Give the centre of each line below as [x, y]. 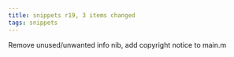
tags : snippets [33, 23]
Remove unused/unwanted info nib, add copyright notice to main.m [117, 45]
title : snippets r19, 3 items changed [72, 15]
